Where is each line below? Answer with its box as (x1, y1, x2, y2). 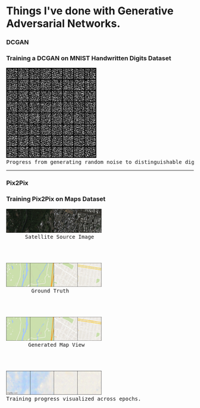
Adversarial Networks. (6, 17, 121, 30)
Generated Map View (28, 341, 85, 348)
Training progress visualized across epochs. (6, 395, 142, 402)
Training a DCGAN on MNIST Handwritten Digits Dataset (6, 54, 171, 63)
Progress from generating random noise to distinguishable (6, 159, 183, 166)
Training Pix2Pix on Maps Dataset (6, 195, 106, 203)
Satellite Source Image (24, 233, 95, 240)
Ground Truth (31, 287, 70, 294)
